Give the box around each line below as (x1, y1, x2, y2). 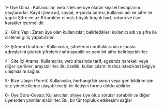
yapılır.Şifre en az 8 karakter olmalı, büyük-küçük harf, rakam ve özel (5, 15, 142, 20)
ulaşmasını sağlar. (5, 68, 41, 74)
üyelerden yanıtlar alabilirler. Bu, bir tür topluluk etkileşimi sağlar (5, 97, 133, 103)
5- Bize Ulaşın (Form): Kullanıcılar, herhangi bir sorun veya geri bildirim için (5, 78, 154, 83)
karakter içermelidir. (5, 20, 45, 26)
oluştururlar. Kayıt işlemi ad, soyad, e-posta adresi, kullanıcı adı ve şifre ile (5, 10, 152, 15)
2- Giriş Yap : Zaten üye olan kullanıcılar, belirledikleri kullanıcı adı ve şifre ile (5, 29, 157, 35)
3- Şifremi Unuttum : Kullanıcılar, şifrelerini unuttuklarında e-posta (5, 44, 136, 49)
